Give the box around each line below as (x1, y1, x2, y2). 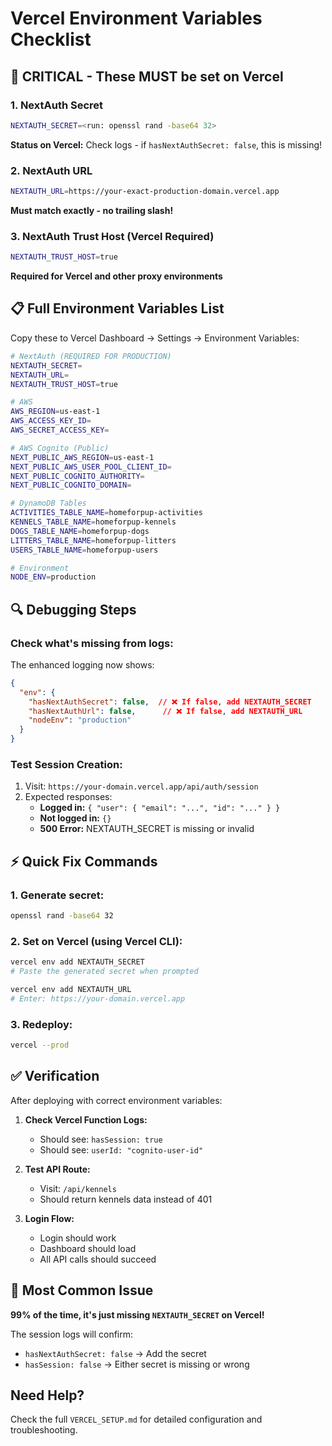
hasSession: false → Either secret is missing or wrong (24, 1358, 250, 1370)
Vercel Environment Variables (10, 7, 263, 30)
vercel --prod (10, 1040, 70, 1051)
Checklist (10, 28, 92, 51)
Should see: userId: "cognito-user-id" (39, 1143, 204, 1156)
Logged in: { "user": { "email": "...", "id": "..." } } (39, 802, 281, 814)
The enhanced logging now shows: (10, 658, 155, 671)
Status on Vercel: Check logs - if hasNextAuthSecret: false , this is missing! (10, 138, 323, 151)
